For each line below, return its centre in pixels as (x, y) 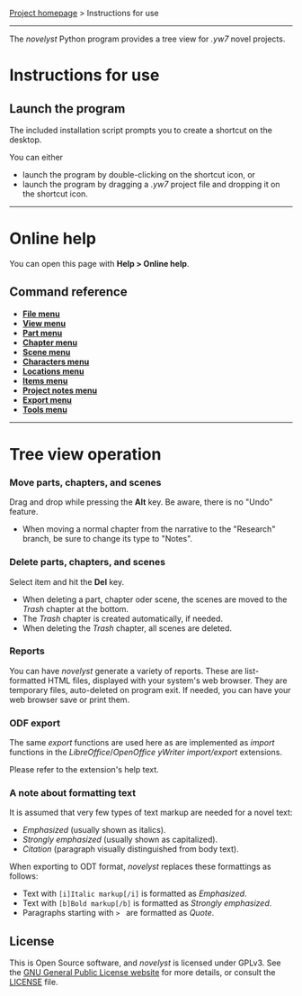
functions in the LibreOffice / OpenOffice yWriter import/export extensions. (146, 753)
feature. (24, 512)
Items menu (45, 380)
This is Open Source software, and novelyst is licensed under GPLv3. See (145, 963)
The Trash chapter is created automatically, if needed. (122, 618)
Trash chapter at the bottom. (75, 608)
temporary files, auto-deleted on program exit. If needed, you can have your (150, 690)
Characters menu (56, 361)
